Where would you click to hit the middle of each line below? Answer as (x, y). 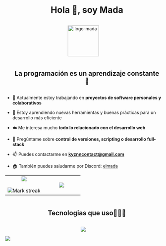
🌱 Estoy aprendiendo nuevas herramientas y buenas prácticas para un (84, 112)
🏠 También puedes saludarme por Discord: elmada (65, 166)
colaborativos (27, 103)
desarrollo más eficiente (37, 118)
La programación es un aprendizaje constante (87, 74)
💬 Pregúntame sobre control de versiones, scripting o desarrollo (79, 139)
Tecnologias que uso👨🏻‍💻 (87, 213)
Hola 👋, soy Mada (87, 10)
